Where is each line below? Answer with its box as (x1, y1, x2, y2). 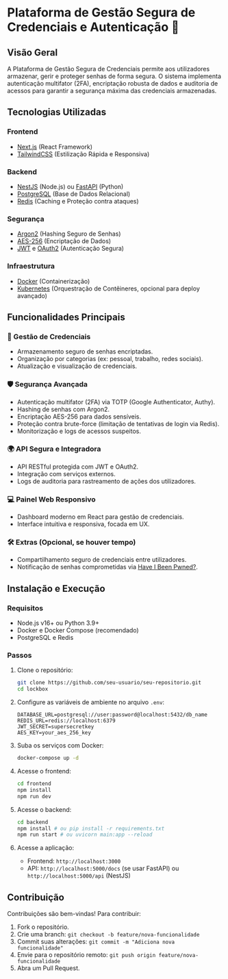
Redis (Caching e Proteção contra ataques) (16, 197, 139, 205)
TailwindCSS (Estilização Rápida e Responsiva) (16, 149, 150, 158)
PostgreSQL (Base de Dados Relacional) (16, 190, 131, 198)
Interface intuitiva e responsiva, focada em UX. (16, 520, 150, 528)
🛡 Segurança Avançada (7, 380, 88, 389)
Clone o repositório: (16, 666, 73, 674)
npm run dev (16, 793, 51, 800)
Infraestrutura (7, 262, 55, 271)
